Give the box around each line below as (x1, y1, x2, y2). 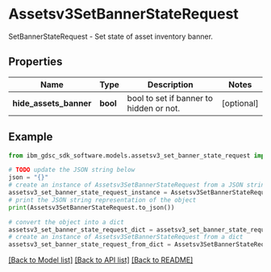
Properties (8, 55, 63, 69)
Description (148, 78, 194, 90)
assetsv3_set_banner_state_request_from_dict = (8, 241, 172, 249)
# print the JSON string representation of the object (8, 195, 197, 204)
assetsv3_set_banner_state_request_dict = (8, 225, 153, 234)
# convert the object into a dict (8, 218, 125, 226)
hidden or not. (127, 103, 181, 114)
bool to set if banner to (127, 92, 214, 103)
